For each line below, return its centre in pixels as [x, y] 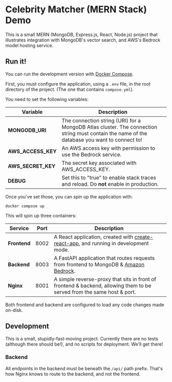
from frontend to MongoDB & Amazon [99, 264]
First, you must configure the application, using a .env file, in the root [78, 84]
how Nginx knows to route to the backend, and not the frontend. [73, 374]
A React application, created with [93, 237]
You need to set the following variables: [47, 99]
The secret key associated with [99, 163]
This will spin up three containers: [41, 215]
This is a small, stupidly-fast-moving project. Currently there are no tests [82, 338]
